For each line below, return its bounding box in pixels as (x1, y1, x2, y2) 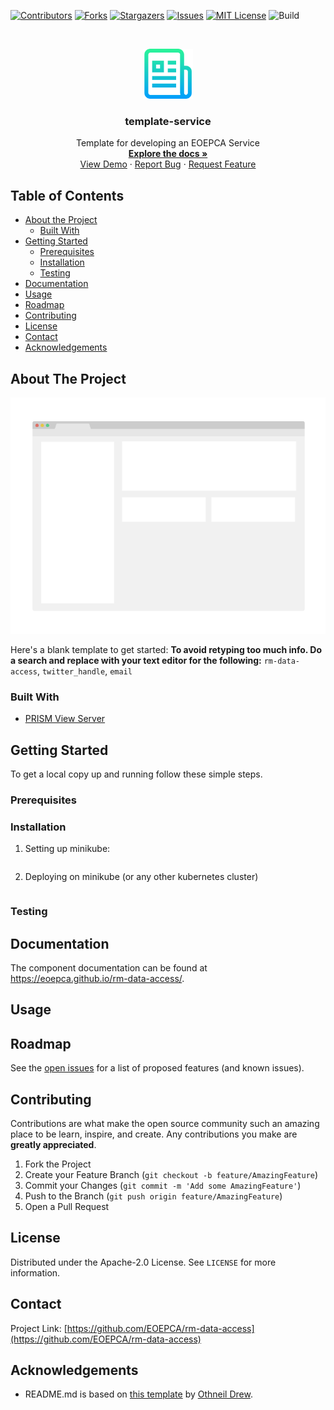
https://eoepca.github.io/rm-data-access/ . (10, 972, 185, 984)
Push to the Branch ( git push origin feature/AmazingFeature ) (24, 1190, 283, 1202)
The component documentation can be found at (10, 961, 208, 974)
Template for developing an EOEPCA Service (75, 137, 261, 149)
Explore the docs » (128, 148, 208, 160)
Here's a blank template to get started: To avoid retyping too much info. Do (10, 643, 323, 655)
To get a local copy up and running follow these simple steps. (10, 768, 263, 780)
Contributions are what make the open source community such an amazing (10, 1118, 320, 1129)
